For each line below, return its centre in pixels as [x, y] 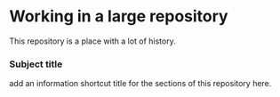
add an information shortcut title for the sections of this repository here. [140, 84]
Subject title [36, 64]
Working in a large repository [119, 16]
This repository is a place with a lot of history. [92, 41]
